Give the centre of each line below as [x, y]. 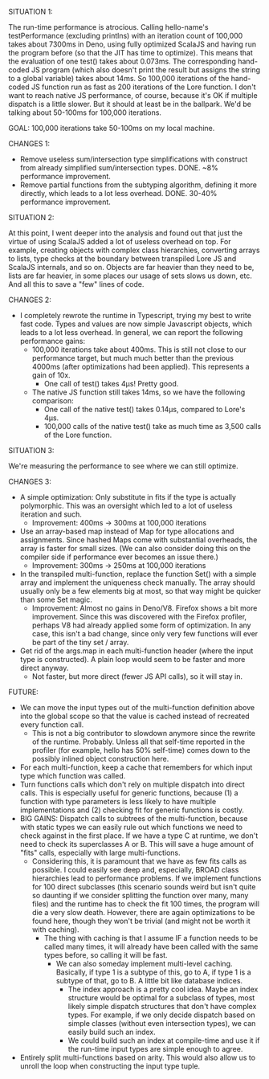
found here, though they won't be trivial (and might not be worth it [141, 921]
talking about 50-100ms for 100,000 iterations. [85, 112]
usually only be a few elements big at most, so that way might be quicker [141, 591]
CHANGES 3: [30, 482]
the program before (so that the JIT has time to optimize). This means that [130, 53]
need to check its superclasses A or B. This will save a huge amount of [137, 844]
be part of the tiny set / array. [80, 642]
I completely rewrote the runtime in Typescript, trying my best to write [135, 315]
